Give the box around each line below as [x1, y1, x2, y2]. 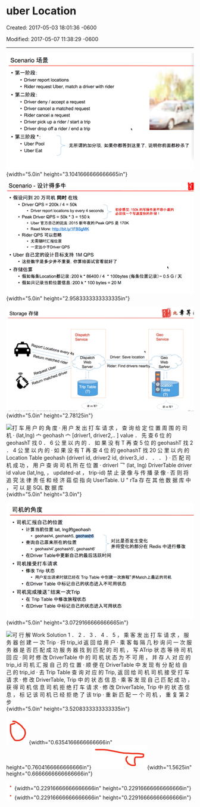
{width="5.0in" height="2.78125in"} [6, 412, 93, 419]
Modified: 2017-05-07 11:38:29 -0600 [6, 35, 99, 42]
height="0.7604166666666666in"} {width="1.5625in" [6, 764, 192, 771]
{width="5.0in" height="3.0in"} [6, 491, 82, 498]
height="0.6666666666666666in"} [6, 770, 93, 777]
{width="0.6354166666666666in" [29, 739, 113, 746]
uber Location [6, 4, 77, 18]
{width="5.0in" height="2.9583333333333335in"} [6, 294, 130, 302]
